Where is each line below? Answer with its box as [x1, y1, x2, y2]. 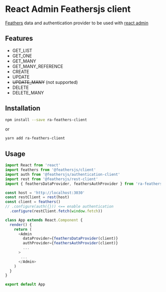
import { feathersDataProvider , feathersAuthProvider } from [5, 181, 134, 186]
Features [5, 34, 33, 43]
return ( [14, 227, 32, 232]
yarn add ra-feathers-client [5, 136, 65, 141]
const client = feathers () [5, 200, 61, 205]
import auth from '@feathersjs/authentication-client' [5, 172, 121, 177]
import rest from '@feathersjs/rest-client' [5, 176, 98, 182]
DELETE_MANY [12, 89, 44, 95]
